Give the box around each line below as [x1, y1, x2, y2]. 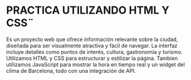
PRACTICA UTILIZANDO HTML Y [6, 4, 170, 17]
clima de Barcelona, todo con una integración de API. [6, 67, 136, 74]
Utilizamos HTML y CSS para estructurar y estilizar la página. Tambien [6, 55, 178, 62]
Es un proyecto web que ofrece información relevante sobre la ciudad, [6, 36, 178, 43]
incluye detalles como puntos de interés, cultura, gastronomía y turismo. [6, 48, 183, 55]
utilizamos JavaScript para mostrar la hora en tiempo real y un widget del [6, 60, 185, 68]
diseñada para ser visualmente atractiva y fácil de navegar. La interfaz [6, 42, 178, 49]
